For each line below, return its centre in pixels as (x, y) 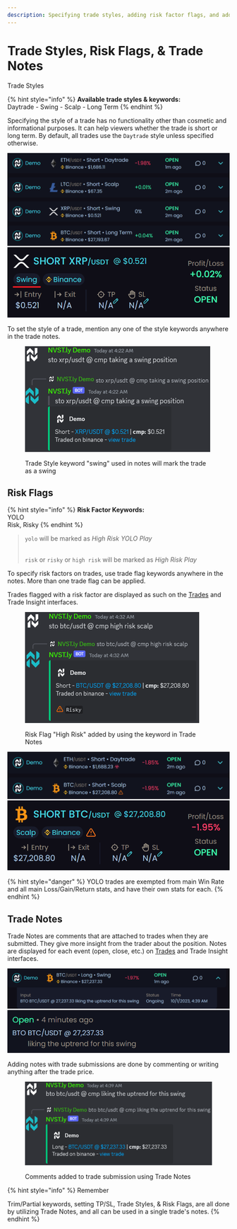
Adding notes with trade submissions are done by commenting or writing (113, 1064)
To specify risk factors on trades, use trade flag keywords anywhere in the (115, 574)
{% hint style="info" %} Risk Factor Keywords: (76, 510)
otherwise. (23, 143)
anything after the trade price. (51, 1072)
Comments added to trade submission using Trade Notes (108, 1177)
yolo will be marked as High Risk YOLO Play (88, 538)
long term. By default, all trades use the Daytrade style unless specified (110, 135)
